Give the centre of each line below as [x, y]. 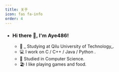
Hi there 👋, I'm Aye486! [40, 36]
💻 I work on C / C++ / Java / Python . [58, 52]
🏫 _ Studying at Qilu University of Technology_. [67, 46]
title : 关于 [16, 9]
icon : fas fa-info [24, 14]
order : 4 [14, 18]
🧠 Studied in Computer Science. [52, 58]
